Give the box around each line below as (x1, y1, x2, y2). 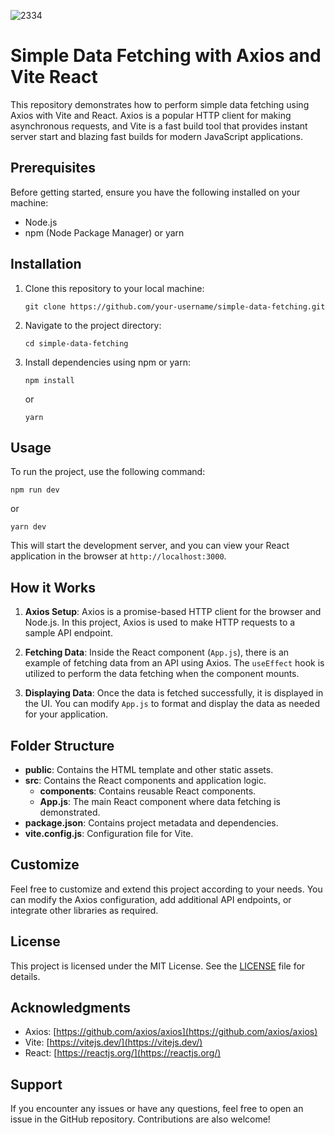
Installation (10, 256, 82, 273)
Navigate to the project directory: (24, 319, 162, 331)
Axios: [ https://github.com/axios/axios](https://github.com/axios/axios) (24, 1026, 318, 1038)
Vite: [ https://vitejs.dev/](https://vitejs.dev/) (24, 1036, 203, 1049)
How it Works (10, 579, 96, 596)
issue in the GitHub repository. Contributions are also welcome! (10, 1113, 271, 1125)
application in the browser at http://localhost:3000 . (10, 550, 227, 562)
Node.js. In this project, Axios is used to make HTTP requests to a (24, 616, 296, 629)
